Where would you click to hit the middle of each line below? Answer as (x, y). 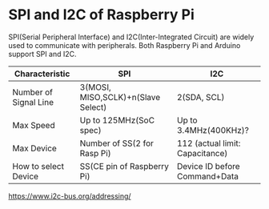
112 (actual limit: (209, 143)
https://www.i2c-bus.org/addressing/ (70, 196)
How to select (38, 166)
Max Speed (34, 125)
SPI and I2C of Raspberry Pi (101, 15)
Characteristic (42, 74)
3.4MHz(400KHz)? (213, 130)
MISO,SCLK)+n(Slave (120, 97)
